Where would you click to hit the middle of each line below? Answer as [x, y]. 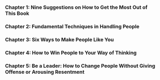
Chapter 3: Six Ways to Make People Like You [60, 40]
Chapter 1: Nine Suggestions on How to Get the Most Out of [76, 7]
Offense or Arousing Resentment [45, 72]
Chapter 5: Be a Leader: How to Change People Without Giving [80, 66]
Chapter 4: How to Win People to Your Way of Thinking [71, 53]
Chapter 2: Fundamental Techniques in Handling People [72, 26]
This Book [17, 13]
